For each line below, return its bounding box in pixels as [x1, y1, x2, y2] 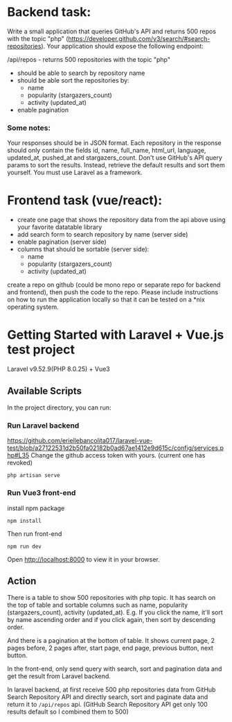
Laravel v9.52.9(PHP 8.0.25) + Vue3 [7, 365, 110, 373]
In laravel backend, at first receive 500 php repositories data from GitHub [7, 685, 216, 694]
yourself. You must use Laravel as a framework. [7, 168, 143, 177]
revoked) [7, 459, 33, 467]
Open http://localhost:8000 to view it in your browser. [7, 555, 161, 563]
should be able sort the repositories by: [17, 76, 130, 84]
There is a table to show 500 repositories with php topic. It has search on [7, 594, 216, 602]
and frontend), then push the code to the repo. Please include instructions [7, 288, 218, 296]
